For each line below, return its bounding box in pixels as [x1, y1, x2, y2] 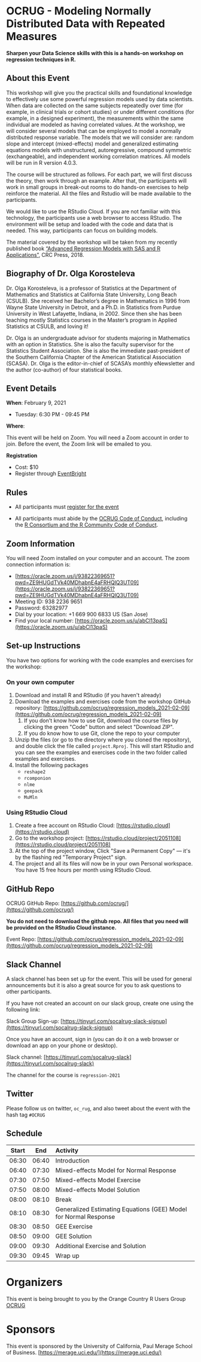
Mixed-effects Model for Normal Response [55, 1166, 176, 1175]
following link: [6, 1006, 41, 1013]
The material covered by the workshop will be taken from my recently [6, 238, 178, 246]
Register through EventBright [14, 470, 87, 477]
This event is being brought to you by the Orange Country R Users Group [6, 1295, 186, 1302]
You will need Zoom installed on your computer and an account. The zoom [6, 555, 190, 561]
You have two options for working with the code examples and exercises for [6, 656, 193, 664]
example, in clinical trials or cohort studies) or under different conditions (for [6, 108, 194, 115]
